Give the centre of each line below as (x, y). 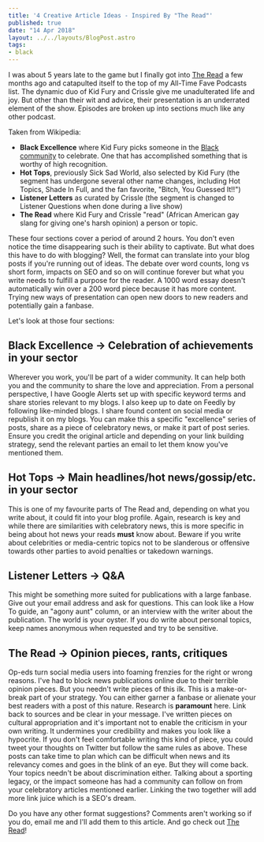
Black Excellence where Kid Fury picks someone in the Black (119, 147)
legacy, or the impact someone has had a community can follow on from (125, 782)
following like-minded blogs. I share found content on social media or (121, 410)
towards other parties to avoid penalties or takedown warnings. (111, 551)
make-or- (232, 689)
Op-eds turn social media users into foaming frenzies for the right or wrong (130, 672)
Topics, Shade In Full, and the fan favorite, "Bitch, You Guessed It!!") (130, 189)
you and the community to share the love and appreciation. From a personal (131, 385)
